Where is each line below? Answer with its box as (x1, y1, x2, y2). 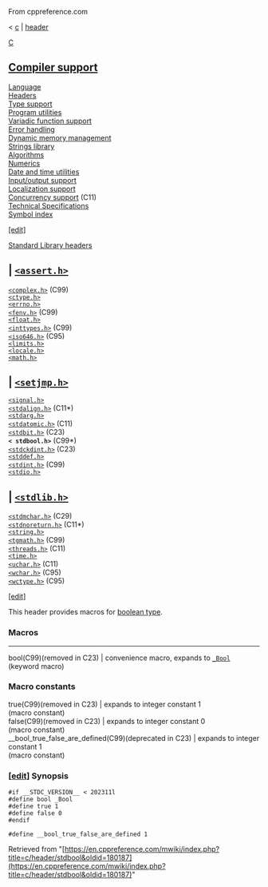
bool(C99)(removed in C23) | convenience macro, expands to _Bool (8, 653, 231, 662)
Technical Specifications (8, 201, 89, 210)
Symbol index (8, 209, 53, 219)
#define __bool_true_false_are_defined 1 (8, 830, 148, 838)
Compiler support (8, 61, 98, 74)
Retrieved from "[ (8, 845, 65, 854)
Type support (8, 99, 53, 109)
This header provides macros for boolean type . (8, 607, 164, 617)
